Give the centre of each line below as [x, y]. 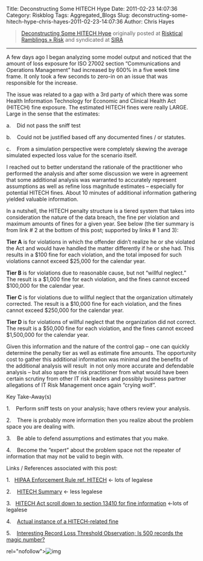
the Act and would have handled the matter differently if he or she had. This [100, 248]
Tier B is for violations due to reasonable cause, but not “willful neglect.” [96, 273]
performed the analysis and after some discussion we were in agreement [97, 173]
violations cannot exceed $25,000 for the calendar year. [76, 261]
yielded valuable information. [42, 199]
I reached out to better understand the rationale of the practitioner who [95, 167]
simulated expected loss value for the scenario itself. [72, 155]
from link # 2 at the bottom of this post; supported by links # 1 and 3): [92, 230]
